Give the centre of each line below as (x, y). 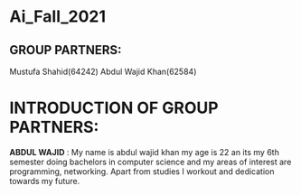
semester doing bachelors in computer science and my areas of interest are (150, 162)
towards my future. (45, 181)
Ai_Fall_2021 (58, 17)
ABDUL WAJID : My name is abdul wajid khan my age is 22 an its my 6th (145, 152)
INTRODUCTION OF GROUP (114, 108)
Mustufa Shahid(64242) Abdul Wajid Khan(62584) (103, 71)
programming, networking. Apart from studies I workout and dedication (142, 171)
